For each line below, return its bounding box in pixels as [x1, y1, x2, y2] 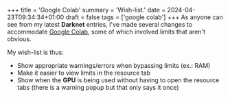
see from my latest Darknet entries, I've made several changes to [7, 21, 193, 28]
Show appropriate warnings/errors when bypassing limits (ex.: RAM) [16, 62, 211, 69]
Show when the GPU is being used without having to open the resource [16, 76, 220, 84]
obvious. [7, 35, 32, 43]
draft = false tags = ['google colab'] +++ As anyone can [65, 13, 223, 21]
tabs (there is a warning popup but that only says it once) [16, 84, 180, 91]
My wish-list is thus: [7, 48, 64, 56]
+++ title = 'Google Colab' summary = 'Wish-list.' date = [7, 6, 166, 14]
